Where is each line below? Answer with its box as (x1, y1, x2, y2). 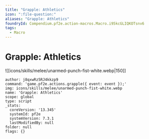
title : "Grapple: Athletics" (5, 7, 65, 12)
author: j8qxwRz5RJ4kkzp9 (5, 77, 58, 82)
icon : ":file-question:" (5, 12, 56, 17)
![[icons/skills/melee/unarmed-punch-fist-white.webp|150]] (5, 68, 126, 73)
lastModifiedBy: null (9, 120, 54, 125)
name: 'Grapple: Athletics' (5, 90, 63, 95)
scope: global (5, 94, 35, 99)
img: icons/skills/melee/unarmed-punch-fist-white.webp (5, 86, 122, 91)
